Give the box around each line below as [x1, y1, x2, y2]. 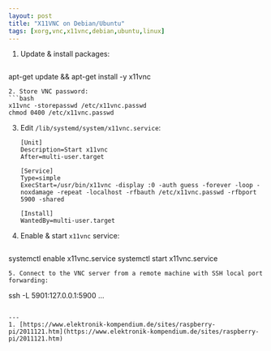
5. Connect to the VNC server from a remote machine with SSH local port [8, 269, 264, 278]
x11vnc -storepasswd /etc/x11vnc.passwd [8, 102, 148, 110]
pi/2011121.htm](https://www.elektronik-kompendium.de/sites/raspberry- [8, 327, 260, 336]
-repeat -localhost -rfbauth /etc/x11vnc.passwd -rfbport [56, 188, 257, 197]
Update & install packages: [19, 49, 110, 59]
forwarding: [8, 276, 49, 285]
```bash [8, 95, 35, 103]
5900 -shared [19, 195, 65, 203]
